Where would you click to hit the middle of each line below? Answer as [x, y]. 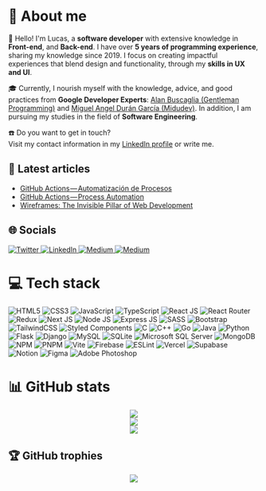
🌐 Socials [33, 230]
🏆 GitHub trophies [56, 456]
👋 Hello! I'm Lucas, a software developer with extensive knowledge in [123, 38]
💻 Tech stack [55, 283]
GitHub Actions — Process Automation [82, 196]
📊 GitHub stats [59, 387]
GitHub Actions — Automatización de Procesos [96, 188]
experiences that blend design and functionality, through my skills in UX [127, 64]
